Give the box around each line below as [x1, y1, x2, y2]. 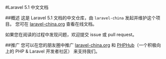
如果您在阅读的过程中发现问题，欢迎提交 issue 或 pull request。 [5, 32, 137, 37]
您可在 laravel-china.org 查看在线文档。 [15, 21, 97, 27]
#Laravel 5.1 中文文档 [5, 4, 49, 10]
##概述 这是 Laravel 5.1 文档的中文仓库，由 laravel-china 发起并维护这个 [5, 15, 156, 21]
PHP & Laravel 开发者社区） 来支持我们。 [15, 49, 100, 54]
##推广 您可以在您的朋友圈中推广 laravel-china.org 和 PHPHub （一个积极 [5, 42, 157, 48]
